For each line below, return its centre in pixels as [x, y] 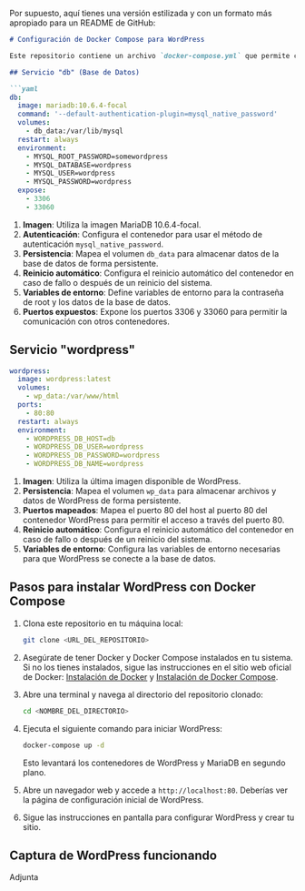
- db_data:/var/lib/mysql [75, 131]
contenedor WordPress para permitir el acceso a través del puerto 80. [153, 520]
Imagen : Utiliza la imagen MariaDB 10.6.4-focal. [112, 224]
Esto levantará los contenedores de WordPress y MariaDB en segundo [154, 763]
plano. [34, 772]
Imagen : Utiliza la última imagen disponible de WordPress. [132, 481]
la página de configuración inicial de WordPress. [113, 799]
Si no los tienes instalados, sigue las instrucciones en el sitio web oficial [157, 667]
